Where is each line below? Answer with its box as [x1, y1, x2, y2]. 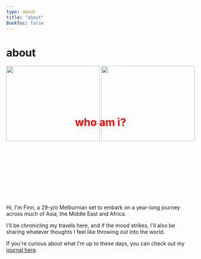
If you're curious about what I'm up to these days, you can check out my [6, 240, 185, 247]
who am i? [74, 115, 127, 129]
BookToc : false [6, 20, 44, 26]
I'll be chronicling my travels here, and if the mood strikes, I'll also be [6, 222, 175, 229]
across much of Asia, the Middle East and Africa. [6, 210, 127, 218]
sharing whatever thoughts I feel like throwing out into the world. [6, 228, 165, 236]
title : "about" [6, 14, 44, 20]
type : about [6, 8, 36, 15]
